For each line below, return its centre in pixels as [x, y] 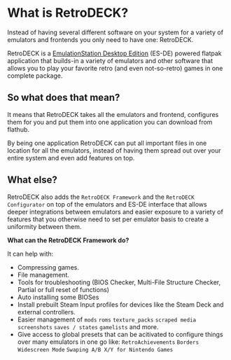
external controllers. [46, 312]
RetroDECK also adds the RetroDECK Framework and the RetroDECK [101, 197]
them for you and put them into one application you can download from [110, 122]
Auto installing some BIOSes [58, 297]
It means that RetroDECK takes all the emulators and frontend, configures [113, 114]
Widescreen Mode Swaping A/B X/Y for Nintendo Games [95, 349]
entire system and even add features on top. [71, 158]
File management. [43, 275]
